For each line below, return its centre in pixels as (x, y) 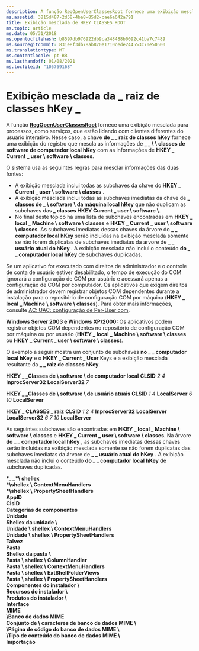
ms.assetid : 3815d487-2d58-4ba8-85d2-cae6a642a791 (70, 17)
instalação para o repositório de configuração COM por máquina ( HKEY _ (96, 298)
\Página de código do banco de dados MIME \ (63, 629)
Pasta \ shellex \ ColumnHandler (46, 560)
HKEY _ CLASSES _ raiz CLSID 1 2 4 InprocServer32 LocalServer (86, 411)
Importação (21, 642)
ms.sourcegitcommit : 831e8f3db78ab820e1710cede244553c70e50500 (86, 45)
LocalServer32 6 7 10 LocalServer (49, 418)
